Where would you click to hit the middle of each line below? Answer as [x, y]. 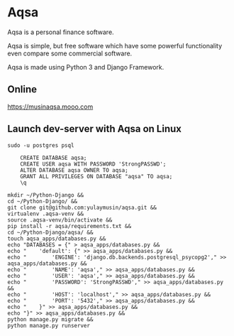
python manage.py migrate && [50, 319]
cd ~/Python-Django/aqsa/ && [50, 232]
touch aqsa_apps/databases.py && [57, 239]
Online [22, 90]
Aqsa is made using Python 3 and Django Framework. [86, 67]
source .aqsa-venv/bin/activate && [60, 220]
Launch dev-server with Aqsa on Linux [95, 129]
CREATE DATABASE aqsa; [54, 158]
